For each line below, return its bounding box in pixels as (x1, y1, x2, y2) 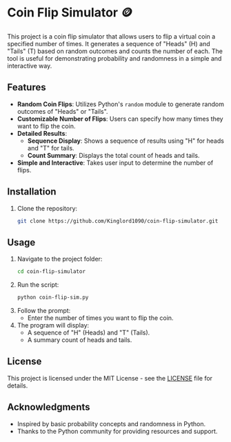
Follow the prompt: (17, 307, 71, 314)
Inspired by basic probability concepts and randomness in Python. (17, 419, 206, 428)
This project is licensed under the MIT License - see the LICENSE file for (7, 374, 212, 382)
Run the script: (17, 281, 59, 289)
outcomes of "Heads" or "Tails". (17, 107, 108, 115)
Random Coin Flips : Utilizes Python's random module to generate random (17, 100, 224, 108)
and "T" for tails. (27, 143, 74, 152)
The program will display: (17, 321, 90, 329)
